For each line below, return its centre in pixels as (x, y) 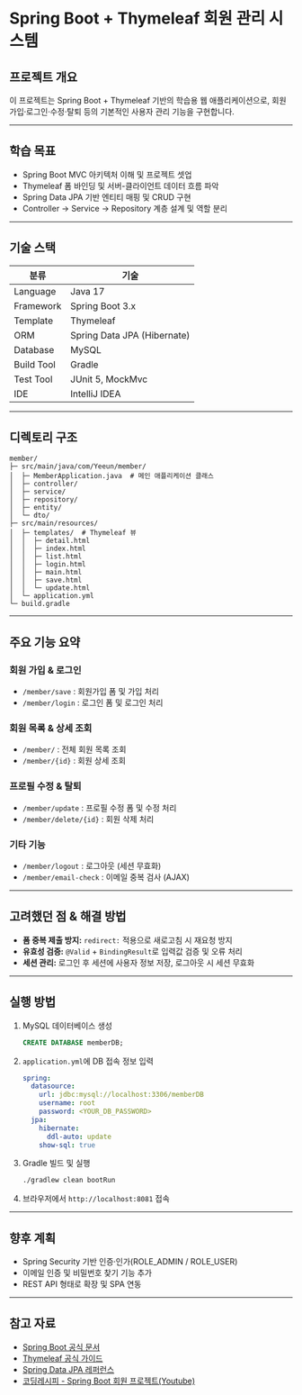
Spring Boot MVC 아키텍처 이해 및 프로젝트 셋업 (107, 174)
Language (35, 291)
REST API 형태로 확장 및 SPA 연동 (82, 1284)
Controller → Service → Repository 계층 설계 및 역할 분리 (124, 208)
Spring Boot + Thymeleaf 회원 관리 (138, 18)
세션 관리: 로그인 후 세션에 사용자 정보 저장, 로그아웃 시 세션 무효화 (138, 962)
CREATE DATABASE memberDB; (73, 1042)
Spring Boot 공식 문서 (61, 1346)
